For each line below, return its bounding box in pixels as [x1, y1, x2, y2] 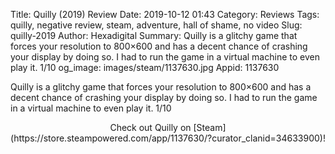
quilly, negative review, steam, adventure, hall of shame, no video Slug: [10, 19, 303, 31]
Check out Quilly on [109, 122, 192, 133]
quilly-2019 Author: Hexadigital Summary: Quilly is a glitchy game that [10, 30, 298, 41]
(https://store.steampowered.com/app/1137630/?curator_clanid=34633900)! [10, 132, 326, 144]
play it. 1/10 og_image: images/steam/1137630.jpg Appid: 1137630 [10, 62, 280, 73]
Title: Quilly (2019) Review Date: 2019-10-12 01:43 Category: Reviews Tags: [10, 9, 320, 20]
